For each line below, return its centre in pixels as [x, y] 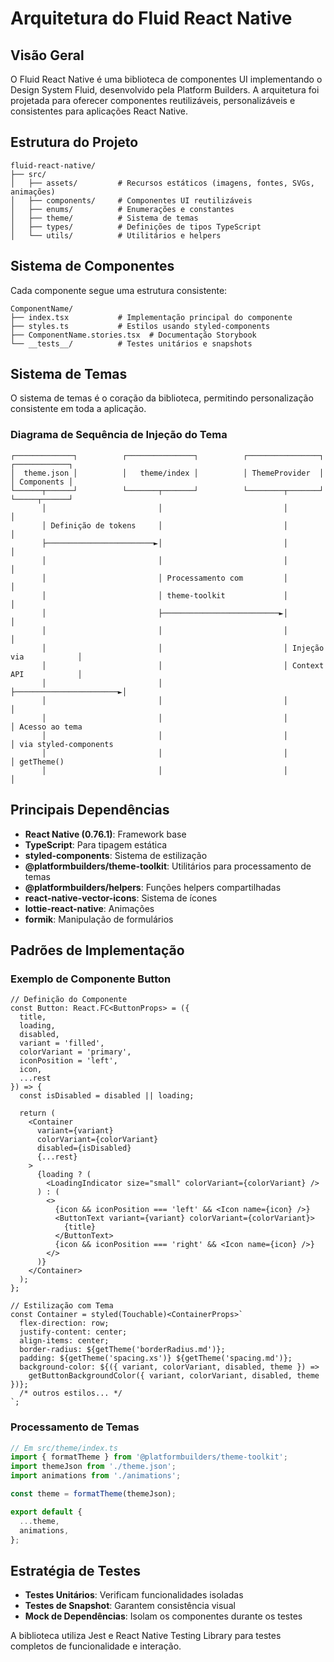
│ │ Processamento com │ [164, 578]
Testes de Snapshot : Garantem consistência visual [130, 1606]
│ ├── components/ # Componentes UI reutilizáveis [131, 200]
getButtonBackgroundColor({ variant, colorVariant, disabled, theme [174, 1376]
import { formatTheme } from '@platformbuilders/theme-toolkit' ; [149, 1457]
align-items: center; [64, 1341]
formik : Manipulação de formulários [99, 919]
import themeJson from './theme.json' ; [93, 1467]
